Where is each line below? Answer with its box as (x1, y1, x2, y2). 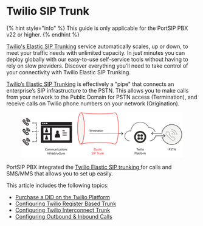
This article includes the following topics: (6, 182, 109, 189)
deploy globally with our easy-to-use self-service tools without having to (6, 55, 188, 63)
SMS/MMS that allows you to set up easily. (6, 170, 114, 177)
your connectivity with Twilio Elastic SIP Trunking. (6, 68, 131, 76)
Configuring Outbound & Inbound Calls (15, 213, 112, 221)
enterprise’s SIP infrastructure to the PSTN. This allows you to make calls (6, 87, 189, 94)
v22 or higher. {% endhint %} (6, 30, 80, 38)
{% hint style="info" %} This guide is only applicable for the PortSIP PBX (6, 24, 188, 32)
